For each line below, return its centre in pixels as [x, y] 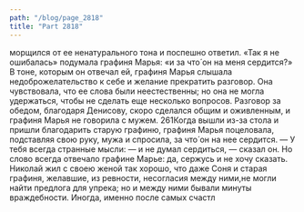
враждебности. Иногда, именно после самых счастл [112, 197]
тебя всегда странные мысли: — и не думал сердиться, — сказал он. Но [151, 149]
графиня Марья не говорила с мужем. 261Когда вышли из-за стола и [144, 120]
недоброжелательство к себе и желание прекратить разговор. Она [141, 81]
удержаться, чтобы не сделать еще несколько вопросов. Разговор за [145, 100]
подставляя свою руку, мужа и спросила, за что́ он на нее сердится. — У [152, 139]
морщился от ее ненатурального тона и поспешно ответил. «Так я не [145, 52]
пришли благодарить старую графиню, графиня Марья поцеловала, [142, 129]
